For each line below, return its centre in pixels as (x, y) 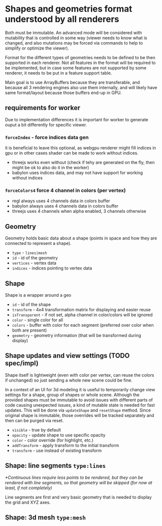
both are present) (29, 330)
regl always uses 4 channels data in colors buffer (61, 201)
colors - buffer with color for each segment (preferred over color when (83, 325)
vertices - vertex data (34, 263)
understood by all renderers (62, 19)
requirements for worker (43, 108)
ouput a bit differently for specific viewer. (46, 125)
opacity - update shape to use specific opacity (59, 435)
